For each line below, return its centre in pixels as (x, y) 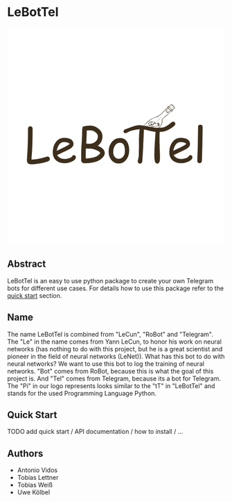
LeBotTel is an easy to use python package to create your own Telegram (110, 281)
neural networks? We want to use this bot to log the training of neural (106, 363)
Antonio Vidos (37, 470)
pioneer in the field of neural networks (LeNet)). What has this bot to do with (116, 356)
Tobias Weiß (35, 485)
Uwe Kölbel (34, 492)
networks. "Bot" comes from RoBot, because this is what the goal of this (110, 371)
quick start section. (35, 295)
